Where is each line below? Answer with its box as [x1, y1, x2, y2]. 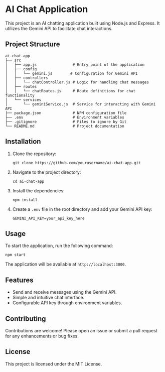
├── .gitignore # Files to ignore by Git [5, 119, 127, 124]
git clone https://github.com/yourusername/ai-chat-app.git [12, 160, 141, 165]
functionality [5, 93, 35, 98]
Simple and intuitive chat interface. [12, 295, 85, 301]
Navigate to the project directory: [12, 169, 81, 175]
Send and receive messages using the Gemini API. [12, 289, 117, 295]
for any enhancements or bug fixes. [5, 333, 79, 339]
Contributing [5, 314, 46, 323]
